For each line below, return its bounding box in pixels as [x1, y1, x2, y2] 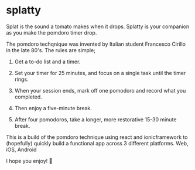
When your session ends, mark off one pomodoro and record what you [14, 87, 186, 94]
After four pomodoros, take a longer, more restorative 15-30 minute [14, 115, 177, 123]
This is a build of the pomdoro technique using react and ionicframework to [6, 133, 188, 141]
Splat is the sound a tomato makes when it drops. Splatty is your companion [6, 23, 190, 30]
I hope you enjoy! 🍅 [6, 157, 53, 164]
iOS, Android [6, 146, 37, 153]
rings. [14, 76, 29, 83]
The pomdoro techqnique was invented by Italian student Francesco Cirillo [6, 40, 186, 47]
